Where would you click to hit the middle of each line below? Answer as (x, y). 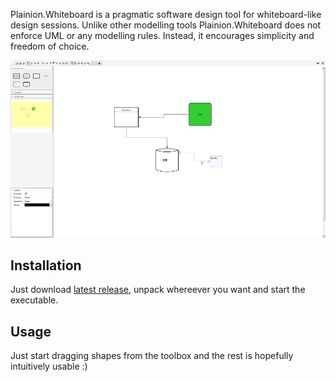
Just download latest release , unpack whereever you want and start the (158, 290)
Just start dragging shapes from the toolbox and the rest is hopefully (152, 356)
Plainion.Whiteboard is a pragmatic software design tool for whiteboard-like (166, 14)
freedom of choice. (50, 46)
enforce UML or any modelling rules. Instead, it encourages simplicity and (162, 35)
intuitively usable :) (49, 366)
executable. (34, 300)
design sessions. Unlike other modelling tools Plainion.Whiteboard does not (166, 25)
